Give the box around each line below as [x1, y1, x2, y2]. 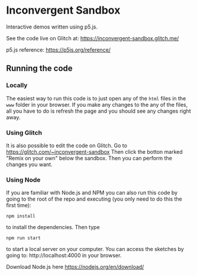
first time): [6, 202, 31, 209]
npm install [6, 213, 35, 220]
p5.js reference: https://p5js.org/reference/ [6, 46, 111, 53]
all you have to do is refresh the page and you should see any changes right [6, 107, 191, 115]
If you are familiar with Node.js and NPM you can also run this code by [6, 189, 178, 196]
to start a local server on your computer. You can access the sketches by [6, 246, 185, 253]
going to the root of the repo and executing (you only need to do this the [6, 195, 182, 202]
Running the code [6, 64, 73, 74]
